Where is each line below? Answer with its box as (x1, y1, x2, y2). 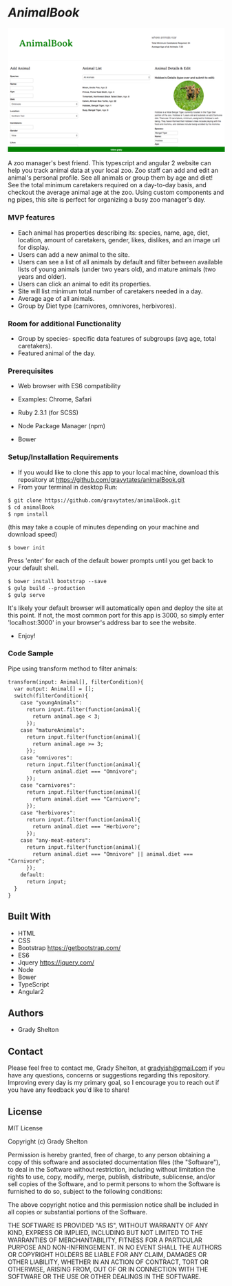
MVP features (8, 213, 55, 222)
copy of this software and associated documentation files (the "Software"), (8, 1158, 221, 1166)
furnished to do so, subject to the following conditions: (8, 1188, 162, 1196)
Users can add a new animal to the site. (17, 250, 130, 259)
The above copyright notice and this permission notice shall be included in (8, 1201, 219, 1209)
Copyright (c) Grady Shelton (8, 1137, 88, 1146)
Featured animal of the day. (17, 349, 96, 357)
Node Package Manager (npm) (17, 422, 106, 430)
